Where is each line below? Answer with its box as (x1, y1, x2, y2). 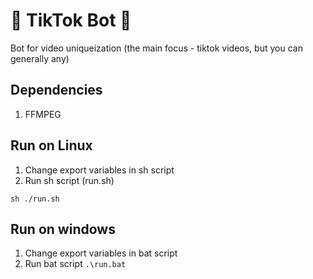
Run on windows (10, 220, 116, 238)
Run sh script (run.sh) (24, 174, 115, 186)
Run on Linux (10, 137, 93, 154)
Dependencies (10, 82, 103, 99)
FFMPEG (24, 108, 62, 120)
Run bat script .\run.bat (24, 258, 127, 270)
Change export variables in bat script (24, 247, 178, 259)
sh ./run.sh (10, 194, 60, 204)
